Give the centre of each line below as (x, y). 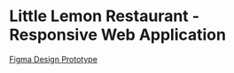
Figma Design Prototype (53, 59)
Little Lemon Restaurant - (105, 16)
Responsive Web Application (117, 35)
